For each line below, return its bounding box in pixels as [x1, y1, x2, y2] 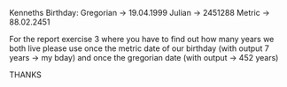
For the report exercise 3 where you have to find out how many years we [9, 34, 275, 44]
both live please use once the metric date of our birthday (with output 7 [9, 43, 270, 54]
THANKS [9, 69, 42, 80]
